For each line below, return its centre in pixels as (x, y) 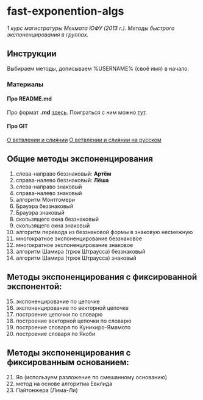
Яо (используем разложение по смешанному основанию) (91, 377)
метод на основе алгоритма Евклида (64, 384)
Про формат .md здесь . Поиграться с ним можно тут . (77, 112)
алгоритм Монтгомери (45, 199)
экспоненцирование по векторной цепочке (72, 308)
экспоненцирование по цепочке (58, 301)
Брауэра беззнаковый (45, 206)
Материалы (25, 84)
